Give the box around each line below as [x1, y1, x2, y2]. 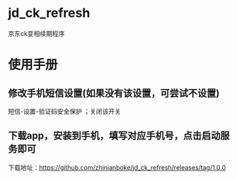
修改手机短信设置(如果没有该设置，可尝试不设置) [8, 87, 220, 99]
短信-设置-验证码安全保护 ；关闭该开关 [8, 107, 121, 115]
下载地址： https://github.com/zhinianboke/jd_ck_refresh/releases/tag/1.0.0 [8, 163, 226, 171]
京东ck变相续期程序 [8, 29, 65, 37]
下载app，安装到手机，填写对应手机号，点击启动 [8, 129, 221, 142]
